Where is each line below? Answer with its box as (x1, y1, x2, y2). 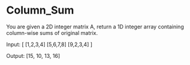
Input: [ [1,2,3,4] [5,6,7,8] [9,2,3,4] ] (6, 41, 93, 48)
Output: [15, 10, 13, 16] (6, 52, 61, 59)
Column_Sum (6, 4, 74, 17)
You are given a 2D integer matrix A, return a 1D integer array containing (6, 23, 184, 30)
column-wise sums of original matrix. (6, 29, 98, 36)
